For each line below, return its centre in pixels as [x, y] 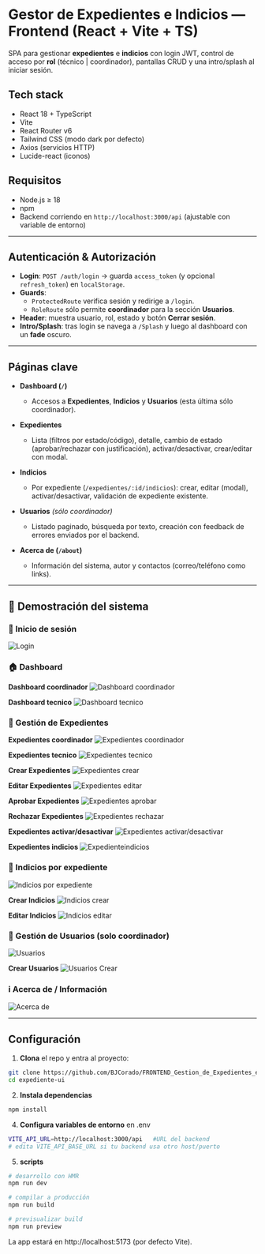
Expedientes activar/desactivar [61, 832]
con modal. [50, 457]
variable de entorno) [53, 225]
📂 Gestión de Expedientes [58, 723]
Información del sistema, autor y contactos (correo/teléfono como [138, 565]
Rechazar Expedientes [46, 817]
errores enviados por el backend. [85, 535]
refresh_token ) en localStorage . [72, 284]
